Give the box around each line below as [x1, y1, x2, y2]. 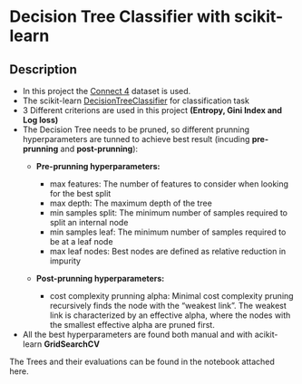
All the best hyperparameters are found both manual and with [22, 329, 253, 340]
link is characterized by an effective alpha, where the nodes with [49, 310, 291, 321]
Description [9, 62, 77, 77]
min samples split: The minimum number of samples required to [49, 207, 288, 218]
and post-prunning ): [60, 143, 139, 154]
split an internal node [49, 217, 129, 227]
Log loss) [22, 115, 59, 125]
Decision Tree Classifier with [9, 6, 231, 27]
